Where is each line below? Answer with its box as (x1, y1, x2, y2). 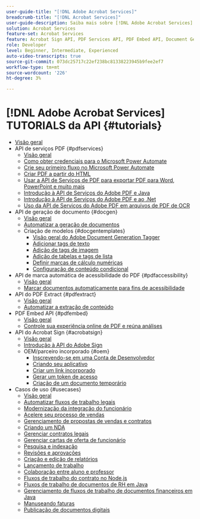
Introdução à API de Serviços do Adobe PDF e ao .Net (23, 196, 157, 203)
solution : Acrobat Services (6, 25, 76, 32)
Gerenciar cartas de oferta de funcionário (23, 437, 126, 444)
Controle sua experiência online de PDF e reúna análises (23, 323, 162, 330)
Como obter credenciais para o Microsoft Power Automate (23, 157, 167, 165)
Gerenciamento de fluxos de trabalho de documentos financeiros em (23, 487, 193, 495)
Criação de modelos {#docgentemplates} (23, 227, 126, 234)
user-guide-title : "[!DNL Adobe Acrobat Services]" (6, 8, 137, 15)
